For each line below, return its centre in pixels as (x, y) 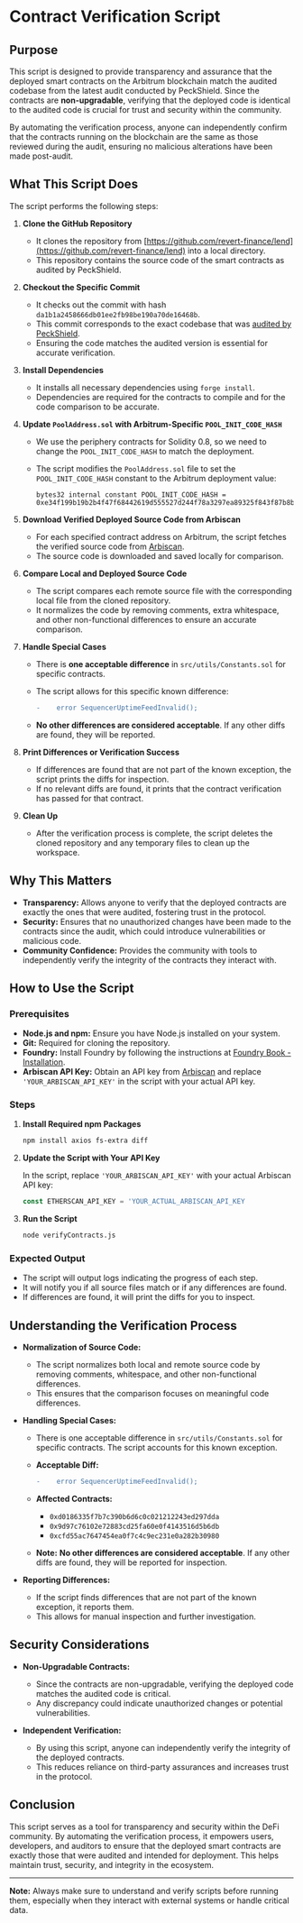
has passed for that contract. (90, 798)
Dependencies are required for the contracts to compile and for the (161, 397)
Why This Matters (61, 881)
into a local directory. (227, 251)
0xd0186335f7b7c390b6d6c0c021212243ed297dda (134, 1517)
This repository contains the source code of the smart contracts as (160, 260)
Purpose (34, 50)
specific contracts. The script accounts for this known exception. (156, 1448)
